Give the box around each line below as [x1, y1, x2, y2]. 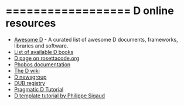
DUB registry [13, 79, 45, 86]
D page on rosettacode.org [13, 55, 80, 62]
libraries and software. [13, 42, 69, 49]
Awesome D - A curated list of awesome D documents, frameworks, [13, 36, 178, 43]
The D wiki [13, 67, 40, 74]
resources [5, 16, 56, 30]
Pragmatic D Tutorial [13, 86, 64, 93]
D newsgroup [13, 73, 47, 80]
